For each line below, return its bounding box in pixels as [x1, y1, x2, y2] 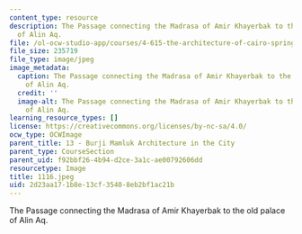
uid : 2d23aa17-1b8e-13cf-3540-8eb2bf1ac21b [9, 181, 175, 190]
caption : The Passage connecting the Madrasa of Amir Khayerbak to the [17, 72, 292, 81]
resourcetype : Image [9, 164, 87, 173]
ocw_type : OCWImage [9, 130, 83, 139]
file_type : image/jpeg [9, 55, 94, 64]
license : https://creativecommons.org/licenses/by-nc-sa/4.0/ [9, 122, 247, 131]
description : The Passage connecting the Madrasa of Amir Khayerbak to [9, 22, 283, 31]
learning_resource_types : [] [9, 113, 119, 122]
